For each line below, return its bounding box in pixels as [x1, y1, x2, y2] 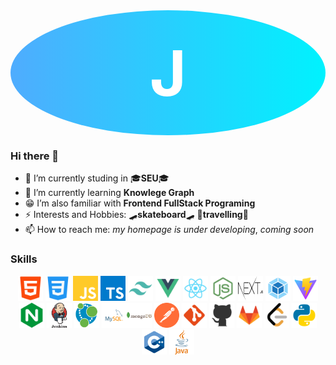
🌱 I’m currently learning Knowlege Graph [24, 187, 195, 199]
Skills [10, 252, 38, 266]
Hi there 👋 [10, 149, 60, 163]
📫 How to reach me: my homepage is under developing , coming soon [24, 224, 315, 236]
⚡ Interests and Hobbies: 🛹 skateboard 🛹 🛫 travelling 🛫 [24, 209, 249, 221]
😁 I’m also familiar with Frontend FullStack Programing [24, 197, 256, 209]
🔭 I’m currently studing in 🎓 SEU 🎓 [24, 172, 170, 184]
